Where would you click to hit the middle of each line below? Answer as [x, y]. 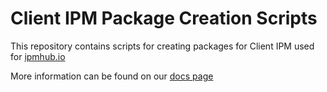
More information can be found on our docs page [112, 76]
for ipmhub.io [38, 56]
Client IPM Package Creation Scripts [164, 18]
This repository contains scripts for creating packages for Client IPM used [162, 46]
